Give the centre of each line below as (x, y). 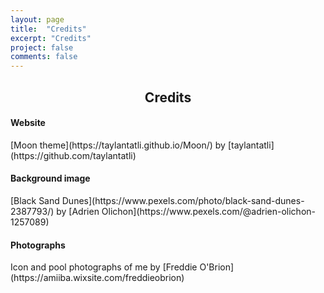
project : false (42, 47)
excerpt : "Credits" (51, 38)
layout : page (37, 19)
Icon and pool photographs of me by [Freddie (104, 267)
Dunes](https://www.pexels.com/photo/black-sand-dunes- (183, 200)
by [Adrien (78, 211)
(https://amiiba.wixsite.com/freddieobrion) (97, 278)
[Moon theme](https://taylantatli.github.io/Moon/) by (118, 145)
